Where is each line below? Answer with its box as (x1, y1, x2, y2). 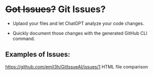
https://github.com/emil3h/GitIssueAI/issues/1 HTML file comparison (5, 63, 148, 69)
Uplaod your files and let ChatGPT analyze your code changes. (12, 20, 144, 26)
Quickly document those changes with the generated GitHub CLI (12, 30, 148, 36)
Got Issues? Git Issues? (5, 4, 106, 15)
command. (12, 35, 35, 42)
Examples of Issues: (5, 50, 70, 59)
